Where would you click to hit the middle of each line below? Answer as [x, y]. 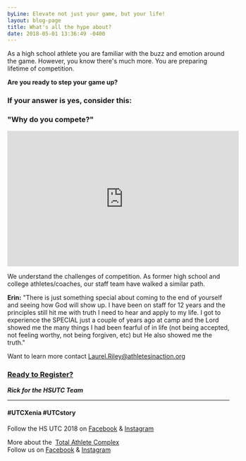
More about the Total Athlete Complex [63, 442]
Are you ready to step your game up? [63, 83]
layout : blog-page [34, 20]
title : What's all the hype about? [60, 27]
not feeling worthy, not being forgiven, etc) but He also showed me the [110, 335]
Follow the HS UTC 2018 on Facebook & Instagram [81, 429]
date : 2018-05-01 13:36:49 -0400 [56, 34]
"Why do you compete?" [50, 119]
